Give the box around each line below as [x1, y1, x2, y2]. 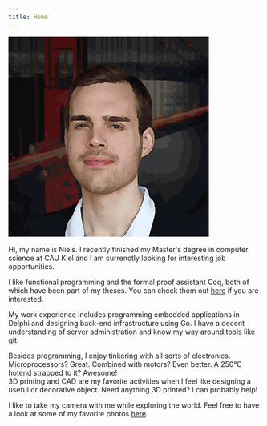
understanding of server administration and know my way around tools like [8, 327, 255, 336]
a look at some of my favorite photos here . [8, 408, 148, 418]
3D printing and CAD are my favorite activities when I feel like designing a [8, 376, 251, 386]
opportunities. [8, 261, 55, 271]
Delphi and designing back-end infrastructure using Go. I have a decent [8, 318, 245, 328]
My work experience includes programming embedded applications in [8, 309, 240, 319]
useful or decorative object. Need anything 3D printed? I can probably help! [8, 384, 258, 394]
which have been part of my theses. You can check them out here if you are [8, 285, 259, 295]
